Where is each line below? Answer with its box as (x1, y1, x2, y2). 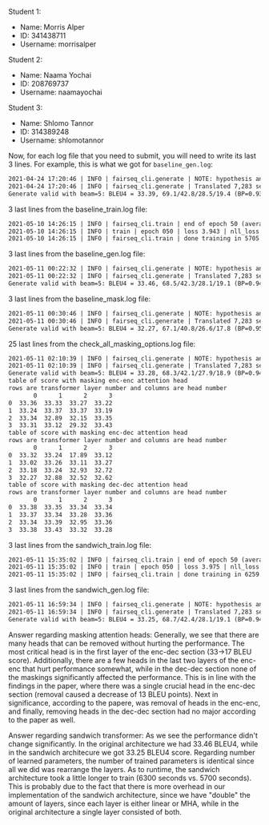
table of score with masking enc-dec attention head (8, 429, 188, 437)
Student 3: (8, 103, 43, 112)
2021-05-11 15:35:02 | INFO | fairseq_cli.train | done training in (8, 570, 242, 579)
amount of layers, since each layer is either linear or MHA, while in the (8, 799, 239, 808)
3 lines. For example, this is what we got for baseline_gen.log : (8, 159, 214, 169)
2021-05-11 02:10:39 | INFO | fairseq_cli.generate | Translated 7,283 (8, 362, 252, 370)
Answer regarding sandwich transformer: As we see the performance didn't (8, 730, 259, 740)
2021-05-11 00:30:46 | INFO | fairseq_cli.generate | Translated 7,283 (8, 316, 252, 325)
